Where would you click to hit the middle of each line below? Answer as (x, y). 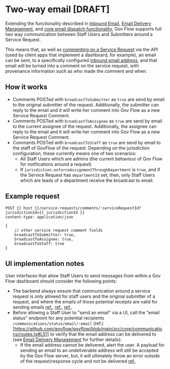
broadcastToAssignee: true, (44, 239)
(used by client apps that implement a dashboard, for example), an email (81, 55)
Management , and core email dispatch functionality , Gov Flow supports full (83, 28)
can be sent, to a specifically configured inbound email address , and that (81, 60)
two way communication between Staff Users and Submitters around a (79, 34)
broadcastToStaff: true (39, 243)
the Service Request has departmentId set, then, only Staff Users (88, 175)
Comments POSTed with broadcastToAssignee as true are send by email (88, 121)
